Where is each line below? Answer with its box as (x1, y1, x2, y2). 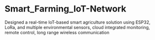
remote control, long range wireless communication (4, 29, 110, 35)
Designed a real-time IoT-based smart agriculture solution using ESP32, (4, 19, 151, 25)
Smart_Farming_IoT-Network (4, 3, 126, 14)
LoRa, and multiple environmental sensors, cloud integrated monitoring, (4, 24, 150, 30)
